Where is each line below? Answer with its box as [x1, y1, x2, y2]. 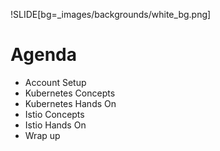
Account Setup [24, 76, 87, 88]
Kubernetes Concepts [24, 87, 116, 99]
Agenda [10, 44, 77, 66]
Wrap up [24, 129, 61, 141]
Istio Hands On [24, 119, 87, 131]
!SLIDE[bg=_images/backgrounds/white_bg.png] [10, 9, 212, 20]
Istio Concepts [24, 108, 85, 120]
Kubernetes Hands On [24, 97, 117, 109]
